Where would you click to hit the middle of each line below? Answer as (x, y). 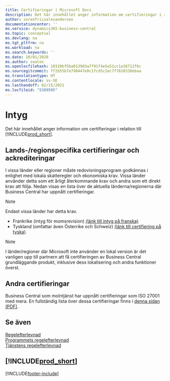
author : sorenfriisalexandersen (39, 19)
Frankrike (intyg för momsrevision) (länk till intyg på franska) (75, 221)
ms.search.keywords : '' (30, 52)
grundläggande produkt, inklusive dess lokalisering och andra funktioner (81, 262)
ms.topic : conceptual (28, 33)
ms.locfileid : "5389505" (31, 90)
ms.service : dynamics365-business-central (51, 29)
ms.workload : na (22, 48)
